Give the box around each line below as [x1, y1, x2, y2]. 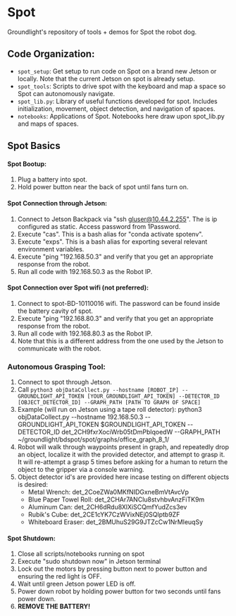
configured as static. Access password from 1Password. [17, 222, 181, 230]
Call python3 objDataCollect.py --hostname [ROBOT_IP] [17, 386, 180, 394]
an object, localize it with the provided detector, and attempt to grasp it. [17, 450, 225, 459]
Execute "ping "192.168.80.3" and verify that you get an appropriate [17, 314, 213, 322]
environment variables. [17, 244, 85, 253]
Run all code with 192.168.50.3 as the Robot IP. [17, 267, 153, 276]
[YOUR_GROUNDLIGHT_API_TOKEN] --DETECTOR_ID [87, 393, 220, 400]
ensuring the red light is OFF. [17, 572, 102, 581]
